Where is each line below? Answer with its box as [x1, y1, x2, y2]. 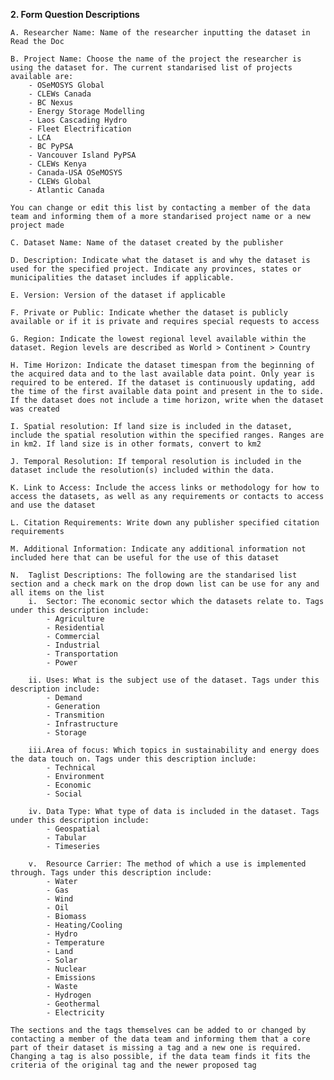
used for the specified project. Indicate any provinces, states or [10, 264, 302, 274]
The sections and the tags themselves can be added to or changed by [10, 1025, 307, 1035]
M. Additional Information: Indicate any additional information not [10, 544, 307, 554]
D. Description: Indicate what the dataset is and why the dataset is [10, 255, 311, 265]
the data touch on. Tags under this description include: [10, 754, 257, 764]
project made [10, 220, 65, 230]
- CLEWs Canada [28, 89, 92, 99]
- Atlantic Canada [28, 185, 105, 195]
